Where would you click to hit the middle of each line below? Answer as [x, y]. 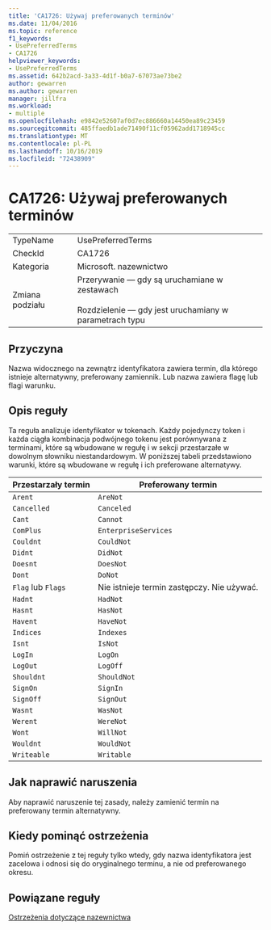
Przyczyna [36, 349]
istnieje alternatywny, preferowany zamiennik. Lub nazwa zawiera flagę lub [133, 377]
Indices [27, 632]
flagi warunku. [32, 385]
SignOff [27, 699]
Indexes [113, 632]
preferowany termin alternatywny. [65, 810]
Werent [25, 721]
